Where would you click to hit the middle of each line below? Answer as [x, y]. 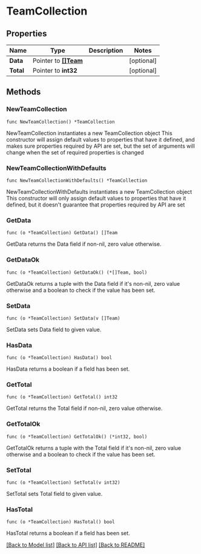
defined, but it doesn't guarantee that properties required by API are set [96, 205]
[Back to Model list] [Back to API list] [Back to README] [76, 545]
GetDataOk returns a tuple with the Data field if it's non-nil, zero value [93, 283]
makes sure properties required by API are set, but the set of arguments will [100, 146]
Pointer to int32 [55, 71]
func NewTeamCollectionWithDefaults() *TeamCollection [77, 180]
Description [106, 51]
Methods [24, 92]
